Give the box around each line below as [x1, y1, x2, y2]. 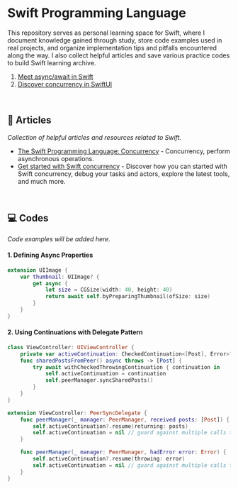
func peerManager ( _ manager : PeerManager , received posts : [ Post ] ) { [20, 416, 230, 423]
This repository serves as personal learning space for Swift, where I [7, 28, 205, 37]
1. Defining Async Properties [7, 251, 93, 260]
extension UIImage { [7, 266, 69, 274]
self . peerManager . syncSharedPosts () [45, 377, 154, 384]
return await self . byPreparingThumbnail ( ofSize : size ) [45, 293, 211, 300]
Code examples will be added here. [7, 234, 111, 243]
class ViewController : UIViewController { [7, 344, 135, 351]
